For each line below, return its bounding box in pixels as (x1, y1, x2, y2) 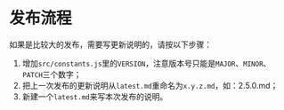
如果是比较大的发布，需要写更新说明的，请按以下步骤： (9, 39, 212, 50)
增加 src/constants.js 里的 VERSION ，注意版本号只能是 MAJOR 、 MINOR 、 (21, 58, 272, 68)
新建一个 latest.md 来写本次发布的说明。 (21, 90, 168, 102)
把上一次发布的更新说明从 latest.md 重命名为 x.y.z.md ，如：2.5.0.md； (21, 80, 279, 90)
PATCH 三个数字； (21, 68, 82, 80)
